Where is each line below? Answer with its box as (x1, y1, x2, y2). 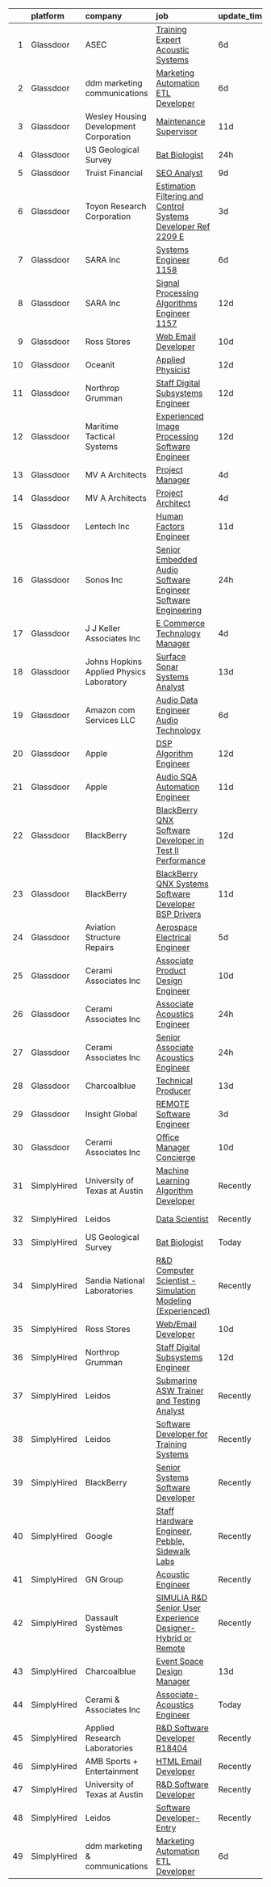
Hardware (156, 1515, 194, 1526)
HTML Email (156, 1756, 202, 1767)
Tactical (85, 431, 115, 442)
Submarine (156, 1375, 198, 1386)
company (85, 11, 123, 21)
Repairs (85, 942, 115, 952)
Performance (156, 855, 206, 866)
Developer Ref (156, 221, 211, 232)
